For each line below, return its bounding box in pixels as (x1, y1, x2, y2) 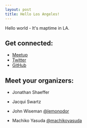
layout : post (5, 7, 32, 12)
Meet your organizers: (5, 76, 74, 85)
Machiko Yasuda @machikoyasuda (12, 118, 82, 124)
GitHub (12, 62, 27, 68)
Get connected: (5, 39, 53, 47)
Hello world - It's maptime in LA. (5, 25, 70, 31)
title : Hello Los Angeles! (5, 12, 60, 17)
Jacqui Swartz (12, 99, 41, 105)
